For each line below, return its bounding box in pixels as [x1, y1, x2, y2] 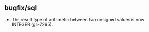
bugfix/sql [4, 4, 37, 12]
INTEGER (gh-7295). [11, 21, 53, 27]
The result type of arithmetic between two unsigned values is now [11, 16, 145, 22]
